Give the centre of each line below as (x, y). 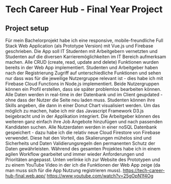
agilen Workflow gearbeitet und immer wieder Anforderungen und (75, 154)
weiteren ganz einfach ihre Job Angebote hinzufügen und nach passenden (84, 122)
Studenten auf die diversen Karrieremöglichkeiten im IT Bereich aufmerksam (86, 57)
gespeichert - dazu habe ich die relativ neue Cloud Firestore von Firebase (83, 133)
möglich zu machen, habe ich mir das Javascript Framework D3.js (75, 111)
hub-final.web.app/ (26, 176)
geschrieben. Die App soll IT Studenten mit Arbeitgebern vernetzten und (81, 51)
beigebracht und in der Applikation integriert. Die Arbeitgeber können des (83, 116)
